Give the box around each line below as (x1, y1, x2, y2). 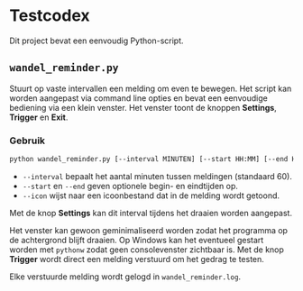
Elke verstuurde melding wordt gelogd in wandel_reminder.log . (9, 271, 242, 282)
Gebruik (9, 134, 46, 147)
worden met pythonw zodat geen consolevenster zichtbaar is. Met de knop (9, 244, 284, 255)
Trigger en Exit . (9, 112, 69, 123)
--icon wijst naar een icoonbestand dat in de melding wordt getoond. (22, 190, 280, 201)
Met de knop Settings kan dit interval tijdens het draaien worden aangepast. (9, 207, 293, 218)
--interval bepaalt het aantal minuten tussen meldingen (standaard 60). (22, 170, 293, 181)
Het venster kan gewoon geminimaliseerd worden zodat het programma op (9, 224, 289, 235)
